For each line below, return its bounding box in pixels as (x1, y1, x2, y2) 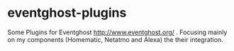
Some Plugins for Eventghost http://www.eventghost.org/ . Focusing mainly (7, 28, 228, 36)
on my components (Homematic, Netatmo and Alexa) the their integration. (7, 35, 223, 43)
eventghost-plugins (7, 5, 127, 21)
